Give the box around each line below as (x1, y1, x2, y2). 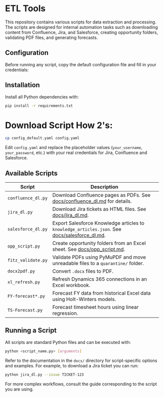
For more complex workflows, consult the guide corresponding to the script (5, 381, 157, 387)
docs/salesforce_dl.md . (52, 232, 106, 239)
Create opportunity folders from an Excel (52, 240, 146, 246)
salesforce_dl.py (7, 227, 48, 232)
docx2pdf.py (7, 268, 36, 274)
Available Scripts (5, 169, 58, 177)
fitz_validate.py (7, 258, 48, 263)
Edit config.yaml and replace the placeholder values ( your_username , (5, 145, 143, 151)
